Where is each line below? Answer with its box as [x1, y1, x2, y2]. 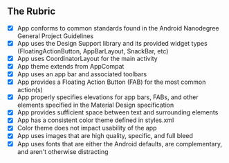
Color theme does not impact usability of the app [17, 124, 157, 132]
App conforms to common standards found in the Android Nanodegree [17, 24, 219, 32]
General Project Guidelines [17, 31, 94, 40]
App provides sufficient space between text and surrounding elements [17, 108, 219, 117]
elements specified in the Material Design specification [17, 101, 174, 110]
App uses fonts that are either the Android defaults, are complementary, [17, 139, 223, 148]
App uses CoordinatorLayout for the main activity [17, 54, 158, 62]
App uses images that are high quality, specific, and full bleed [17, 132, 194, 140]
